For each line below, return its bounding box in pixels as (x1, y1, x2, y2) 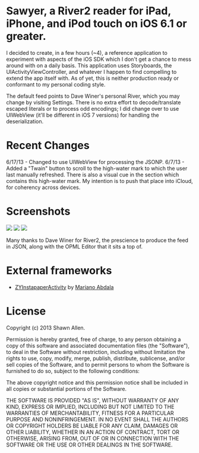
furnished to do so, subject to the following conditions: (6, 367, 140, 374)
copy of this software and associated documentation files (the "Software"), (6, 342, 190, 349)
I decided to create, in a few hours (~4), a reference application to (6, 49, 168, 56)
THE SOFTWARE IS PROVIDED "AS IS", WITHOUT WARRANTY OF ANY (6, 396, 179, 404)
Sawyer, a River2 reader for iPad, (6, 4, 171, 18)
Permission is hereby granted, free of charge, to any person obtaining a (6, 336, 181, 343)
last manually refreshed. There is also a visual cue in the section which (6, 171, 179, 178)
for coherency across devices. (6, 184, 81, 191)
